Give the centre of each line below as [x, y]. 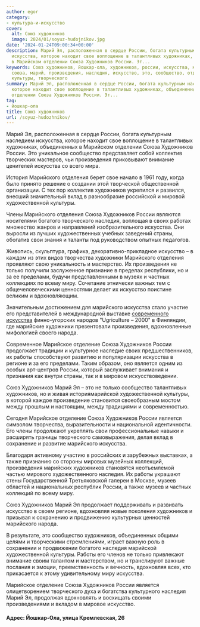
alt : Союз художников [38, 34]
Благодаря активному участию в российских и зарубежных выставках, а [99, 455]
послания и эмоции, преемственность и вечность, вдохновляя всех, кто [99, 567]
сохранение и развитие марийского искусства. [66, 444]
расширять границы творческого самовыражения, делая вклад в [90, 437]
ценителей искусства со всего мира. [53, 166]
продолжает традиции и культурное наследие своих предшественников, [100, 351]
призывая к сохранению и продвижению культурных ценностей [88, 518]
